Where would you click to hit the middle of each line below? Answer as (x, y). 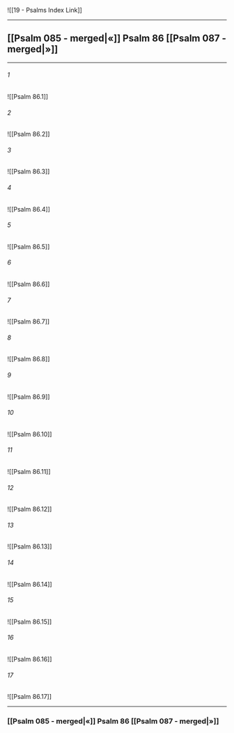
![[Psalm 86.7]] (29, 322)
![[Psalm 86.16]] (30, 659)
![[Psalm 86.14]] (30, 584)
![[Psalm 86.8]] (29, 359)
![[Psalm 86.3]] (29, 172)
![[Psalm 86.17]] (30, 697)
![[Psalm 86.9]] (29, 397)
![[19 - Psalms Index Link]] (45, 10)
